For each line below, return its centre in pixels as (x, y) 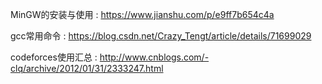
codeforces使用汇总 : (54, 57)
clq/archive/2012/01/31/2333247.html (87, 68)
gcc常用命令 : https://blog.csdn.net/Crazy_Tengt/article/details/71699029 (161, 36)
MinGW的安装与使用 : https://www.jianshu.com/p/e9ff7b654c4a (142, 14)
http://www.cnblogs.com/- (154, 57)
